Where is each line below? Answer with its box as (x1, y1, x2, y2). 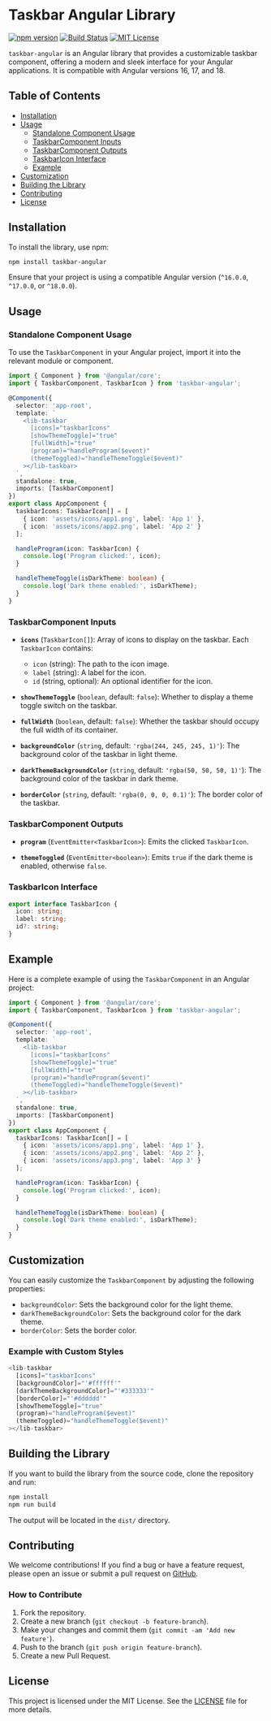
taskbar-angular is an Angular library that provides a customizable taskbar (8, 48, 258, 58)
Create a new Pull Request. (19, 1650, 111, 1660)
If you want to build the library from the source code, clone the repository (8, 1468, 254, 1478)
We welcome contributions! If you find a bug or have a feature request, (8, 1560, 245, 1570)
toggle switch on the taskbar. (19, 700, 118, 710)
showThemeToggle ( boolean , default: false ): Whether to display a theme (19, 692, 254, 702)
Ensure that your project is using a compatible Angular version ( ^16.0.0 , (8, 272, 249, 282)
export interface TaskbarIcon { (8, 900, 118, 908)
